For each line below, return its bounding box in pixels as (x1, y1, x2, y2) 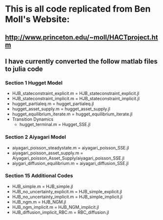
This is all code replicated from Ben (5, 3, 151, 15)
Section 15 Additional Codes (5, 172, 73, 179)
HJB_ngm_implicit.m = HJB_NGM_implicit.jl (12, 204, 99, 210)
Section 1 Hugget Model (5, 79, 62, 86)
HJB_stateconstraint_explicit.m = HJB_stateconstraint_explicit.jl (12, 91, 140, 96)
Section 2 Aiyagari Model (5, 134, 66, 141)
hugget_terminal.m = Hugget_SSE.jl (19, 122, 91, 128)
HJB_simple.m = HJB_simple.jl (12, 183, 73, 189)
